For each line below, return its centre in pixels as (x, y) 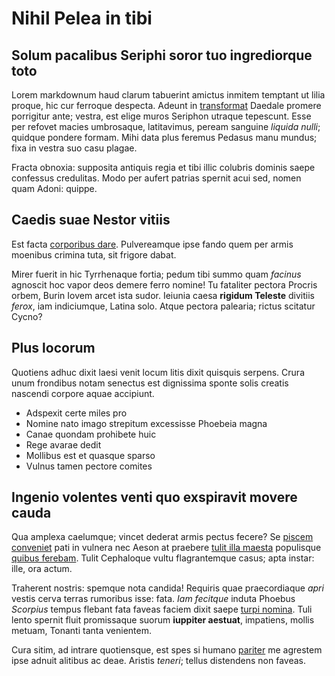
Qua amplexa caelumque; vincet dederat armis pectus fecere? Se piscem (162, 537)
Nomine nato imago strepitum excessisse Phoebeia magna (146, 423)
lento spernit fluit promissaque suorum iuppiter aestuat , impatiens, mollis (163, 620)
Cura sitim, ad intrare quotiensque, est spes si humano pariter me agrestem (167, 650)
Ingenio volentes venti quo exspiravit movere (154, 497)
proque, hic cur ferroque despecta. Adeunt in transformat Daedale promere (166, 105)
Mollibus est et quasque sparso (90, 455)
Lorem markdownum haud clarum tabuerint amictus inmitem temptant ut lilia (168, 95)
